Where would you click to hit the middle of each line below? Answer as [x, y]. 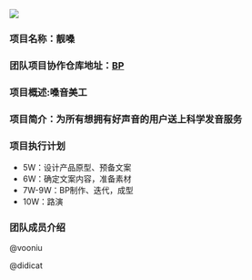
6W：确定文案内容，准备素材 [77, 179]
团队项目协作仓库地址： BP [67, 66]
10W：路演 [43, 202]
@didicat [26, 265]
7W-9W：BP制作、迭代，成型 [78, 190]
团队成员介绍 [38, 227]
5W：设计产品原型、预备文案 [77, 167]
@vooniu [26, 248]
